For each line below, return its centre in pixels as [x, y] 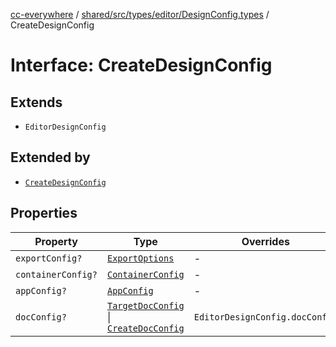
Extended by [50, 157]
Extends [36, 102]
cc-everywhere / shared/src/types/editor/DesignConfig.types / [140, 14]
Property [56, 241]
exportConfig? [49, 258]
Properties [44, 213]
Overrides [265, 241]
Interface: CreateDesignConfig [141, 65]
